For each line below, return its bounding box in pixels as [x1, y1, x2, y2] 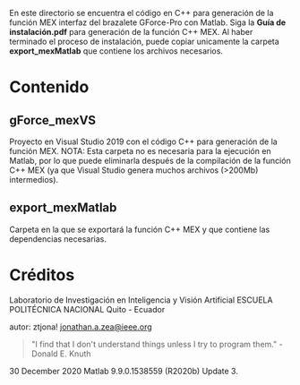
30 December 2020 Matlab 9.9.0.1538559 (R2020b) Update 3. [9, 365, 239, 376]
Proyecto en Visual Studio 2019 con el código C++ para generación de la [9, 136, 278, 147]
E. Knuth [59, 348, 91, 359]
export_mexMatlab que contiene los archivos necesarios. [9, 46, 224, 56]
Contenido [9, 77, 90, 98]
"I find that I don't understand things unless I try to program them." [30, 338, 278, 349]
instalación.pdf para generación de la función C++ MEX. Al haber [9, 27, 253, 37]
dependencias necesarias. [9, 233, 107, 244]
